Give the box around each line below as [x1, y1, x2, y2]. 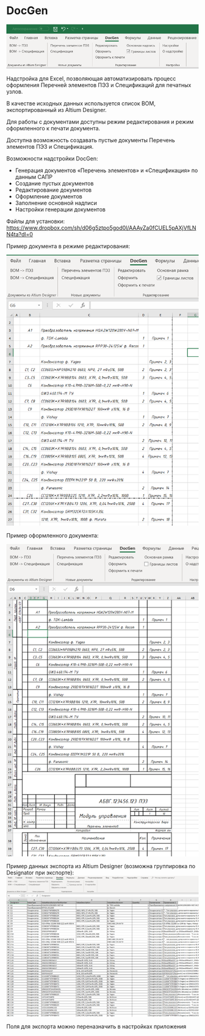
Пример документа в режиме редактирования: [6, 242, 131, 250]
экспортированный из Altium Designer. [6, 107, 107, 114]
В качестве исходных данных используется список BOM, [6, 100, 156, 107]
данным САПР [15, 173, 53, 181]
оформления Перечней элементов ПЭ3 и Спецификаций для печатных [6, 81, 192, 89]
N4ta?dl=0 [6, 231, 34, 238]
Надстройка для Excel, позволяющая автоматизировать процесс [6, 75, 176, 83]
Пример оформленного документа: [6, 531, 99, 539]
